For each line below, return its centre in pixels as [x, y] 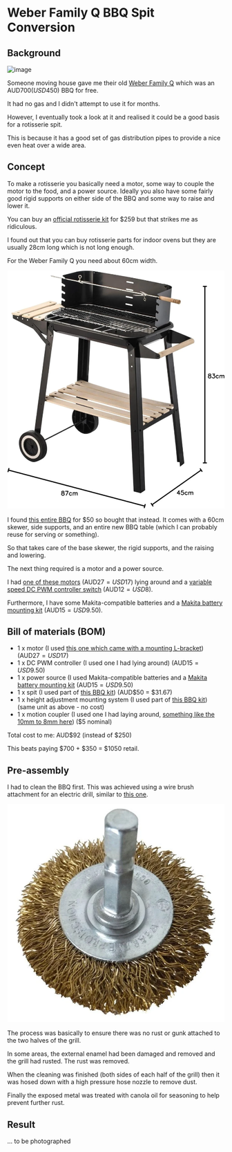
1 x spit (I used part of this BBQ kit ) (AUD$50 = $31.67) [95, 693]
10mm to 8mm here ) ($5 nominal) [65, 722]
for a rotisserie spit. [35, 125]
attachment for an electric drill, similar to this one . [78, 794]
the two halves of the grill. [44, 1041]
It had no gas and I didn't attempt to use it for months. [84, 104]
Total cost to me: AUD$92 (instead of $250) [70, 735]
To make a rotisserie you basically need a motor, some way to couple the [111, 183]
